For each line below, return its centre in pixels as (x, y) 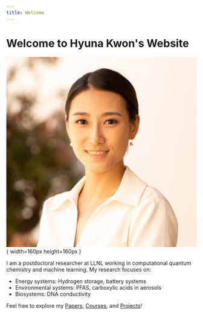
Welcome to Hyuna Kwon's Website (98, 43)
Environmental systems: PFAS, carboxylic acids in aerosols (88, 288)
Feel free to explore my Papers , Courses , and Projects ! (74, 306)
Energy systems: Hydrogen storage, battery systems (81, 281)
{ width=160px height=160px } (44, 252)
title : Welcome (25, 13)
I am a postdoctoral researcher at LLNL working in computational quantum (99, 263)
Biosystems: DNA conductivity (53, 294)
